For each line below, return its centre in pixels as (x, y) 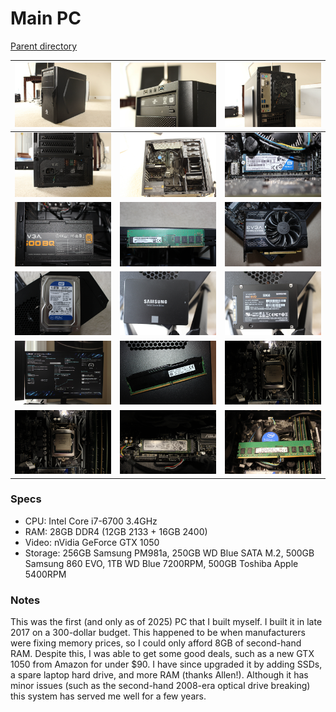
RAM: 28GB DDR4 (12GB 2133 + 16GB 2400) (116, 531)
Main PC (46, 18)
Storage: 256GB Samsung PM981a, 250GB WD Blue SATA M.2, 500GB (169, 553)
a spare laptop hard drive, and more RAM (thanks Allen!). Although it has (159, 675)
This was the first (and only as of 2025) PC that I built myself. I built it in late (166, 622)
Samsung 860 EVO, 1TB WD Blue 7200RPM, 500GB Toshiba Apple (161, 563)
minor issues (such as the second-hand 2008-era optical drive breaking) (160, 686)
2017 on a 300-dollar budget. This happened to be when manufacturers (158, 633)
